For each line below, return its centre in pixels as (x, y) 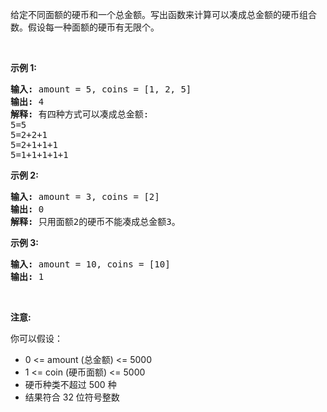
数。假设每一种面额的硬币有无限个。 (85, 27)
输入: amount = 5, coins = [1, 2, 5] (101, 89)
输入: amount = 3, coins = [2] (85, 196)
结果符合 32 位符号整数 (72, 397)
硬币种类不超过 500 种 (70, 384)
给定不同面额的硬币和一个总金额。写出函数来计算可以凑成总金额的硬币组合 (163, 14)
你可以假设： (36, 338)
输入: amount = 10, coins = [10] (90, 264)
